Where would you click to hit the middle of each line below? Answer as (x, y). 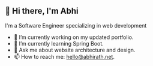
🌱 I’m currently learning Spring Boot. (58, 43)
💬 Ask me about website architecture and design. (74, 50)
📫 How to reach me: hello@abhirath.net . (64, 56)
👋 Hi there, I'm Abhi (42, 11)
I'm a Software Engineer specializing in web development (76, 25)
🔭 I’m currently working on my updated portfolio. (73, 37)
